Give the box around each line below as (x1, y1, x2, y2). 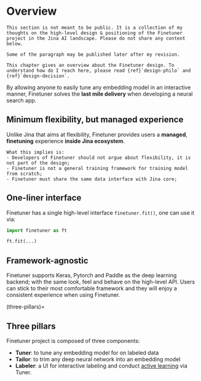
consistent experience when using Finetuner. (6, 291, 120, 299)
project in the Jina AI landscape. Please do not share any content (6, 35, 186, 41)
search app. (6, 96, 37, 104)
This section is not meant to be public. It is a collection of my (6, 25, 183, 31)
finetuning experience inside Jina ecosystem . (6, 137, 125, 145)
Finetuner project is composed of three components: (6, 337, 140, 344)
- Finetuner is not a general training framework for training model (6, 165, 189, 171)
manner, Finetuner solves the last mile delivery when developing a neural (6, 90, 193, 98)
